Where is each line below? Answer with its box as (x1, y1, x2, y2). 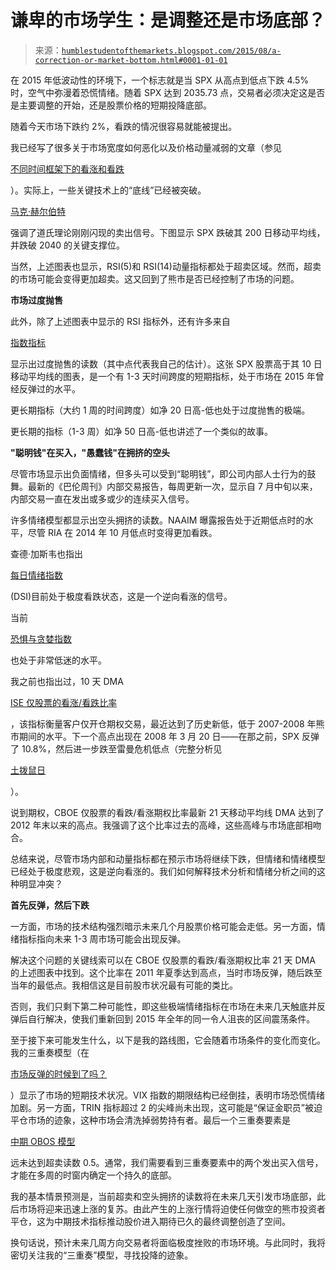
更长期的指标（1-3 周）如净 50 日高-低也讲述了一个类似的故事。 (10, 425, 274, 437)
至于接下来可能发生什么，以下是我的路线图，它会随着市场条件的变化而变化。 (10, 1034, 326, 1046)
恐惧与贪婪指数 (10, 632, 72, 645)
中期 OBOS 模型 (10, 1135, 76, 1147)
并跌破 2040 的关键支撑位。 (10, 239, 126, 251)
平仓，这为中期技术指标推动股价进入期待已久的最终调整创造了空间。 (10, 1215, 291, 1227)
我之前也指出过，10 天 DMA (10, 675, 124, 687)
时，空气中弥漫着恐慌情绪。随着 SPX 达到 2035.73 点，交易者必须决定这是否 (10, 86, 326, 98)
